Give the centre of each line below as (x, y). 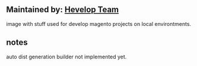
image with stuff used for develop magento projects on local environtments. (99, 24)
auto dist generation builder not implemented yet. (66, 57)
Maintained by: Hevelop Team (63, 10)
